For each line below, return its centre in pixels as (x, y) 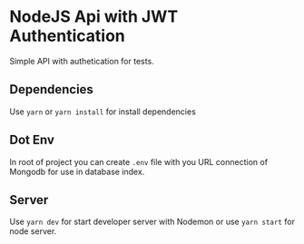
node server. (33, 231)
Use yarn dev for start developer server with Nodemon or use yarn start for (152, 222)
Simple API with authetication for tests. (82, 61)
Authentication (67, 36)
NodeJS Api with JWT (94, 17)
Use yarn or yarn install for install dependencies (103, 112)
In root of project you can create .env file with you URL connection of (139, 161)
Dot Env (32, 140)
